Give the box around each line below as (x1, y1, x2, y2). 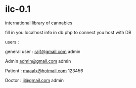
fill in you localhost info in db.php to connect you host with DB (5, 29, 132, 35)
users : (5, 39, 19, 45)
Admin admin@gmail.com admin (5, 58, 71, 64)
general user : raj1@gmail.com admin (5, 48, 81, 54)
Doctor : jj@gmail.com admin (5, 77, 64, 83)
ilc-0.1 (5, 3, 31, 15)
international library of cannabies (5, 20, 73, 26)
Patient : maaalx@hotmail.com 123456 (5, 68, 83, 74)
